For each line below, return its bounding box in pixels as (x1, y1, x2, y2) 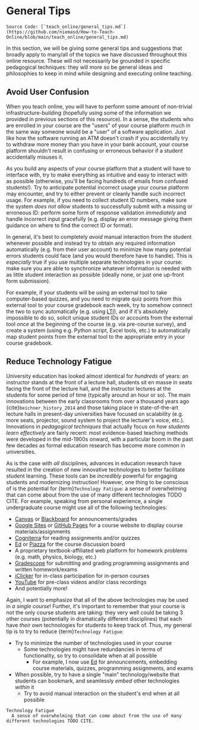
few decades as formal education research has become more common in (6, 441, 185, 449)
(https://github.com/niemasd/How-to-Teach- (6, 29, 116, 35)
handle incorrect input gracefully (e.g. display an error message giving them (6, 215, 192, 222)
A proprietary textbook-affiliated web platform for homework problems (14, 546, 188, 554)
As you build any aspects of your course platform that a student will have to (6, 165, 191, 172)
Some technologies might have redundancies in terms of (23, 646, 162, 653)
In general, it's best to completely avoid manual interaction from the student (6, 233, 192, 240)
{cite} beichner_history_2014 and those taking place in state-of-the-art (6, 404, 179, 411)
